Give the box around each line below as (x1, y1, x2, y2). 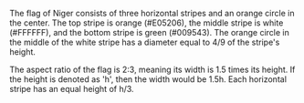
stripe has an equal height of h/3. (9, 84, 134, 94)
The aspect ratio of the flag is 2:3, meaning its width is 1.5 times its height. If (9, 64, 296, 75)
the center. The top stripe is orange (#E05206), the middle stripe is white (9, 17, 284, 28)
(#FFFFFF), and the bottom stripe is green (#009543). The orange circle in (9, 27, 290, 37)
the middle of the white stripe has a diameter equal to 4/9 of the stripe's (9, 36, 280, 47)
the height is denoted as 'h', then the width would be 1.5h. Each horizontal (9, 74, 288, 85)
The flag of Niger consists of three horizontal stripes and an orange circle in (9, 8, 295, 18)
